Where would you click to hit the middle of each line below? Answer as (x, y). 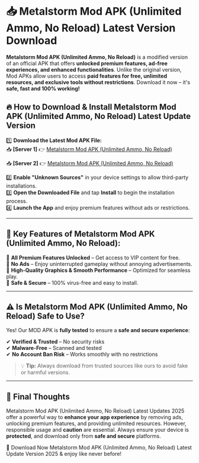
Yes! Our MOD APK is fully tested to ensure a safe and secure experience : (98, 330)
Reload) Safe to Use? (45, 316)
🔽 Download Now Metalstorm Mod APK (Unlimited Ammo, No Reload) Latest (99, 448)
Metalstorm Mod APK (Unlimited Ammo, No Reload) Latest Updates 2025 (95, 411)
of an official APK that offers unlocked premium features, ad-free (87, 63)
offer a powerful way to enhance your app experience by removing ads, (95, 417)
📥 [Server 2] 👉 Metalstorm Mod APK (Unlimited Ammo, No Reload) (90, 163)
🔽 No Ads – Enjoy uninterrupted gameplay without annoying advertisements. (99, 263)
